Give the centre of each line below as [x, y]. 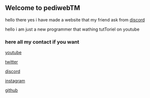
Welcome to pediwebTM [43, 8]
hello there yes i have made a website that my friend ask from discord [75, 20]
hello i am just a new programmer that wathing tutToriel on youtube [72, 29]
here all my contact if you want [42, 42]
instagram [15, 81]
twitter [12, 62]
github [11, 90]
